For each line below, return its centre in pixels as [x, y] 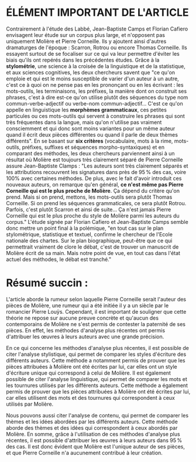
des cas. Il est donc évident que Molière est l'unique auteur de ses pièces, [96, 446]
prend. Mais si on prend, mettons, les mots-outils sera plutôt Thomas [89, 197]
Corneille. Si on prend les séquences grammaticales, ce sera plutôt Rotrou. [96, 203]
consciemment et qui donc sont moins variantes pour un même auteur [91, 128]
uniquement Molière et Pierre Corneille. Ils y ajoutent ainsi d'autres [86, 41]
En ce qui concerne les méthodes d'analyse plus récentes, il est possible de [97, 348]
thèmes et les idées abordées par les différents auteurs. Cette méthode [92, 422]
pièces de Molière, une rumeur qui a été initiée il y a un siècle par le [87, 305]
